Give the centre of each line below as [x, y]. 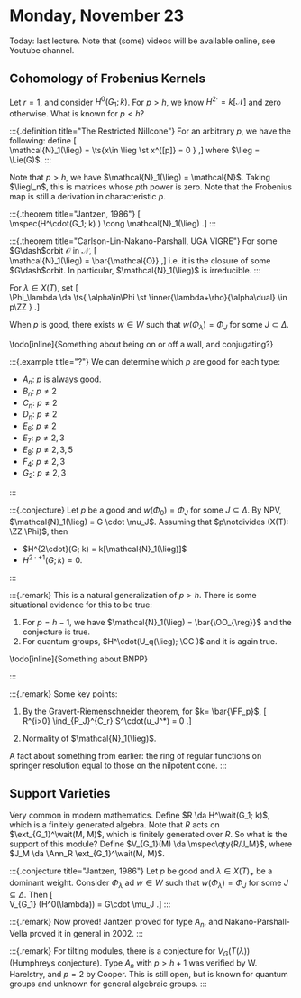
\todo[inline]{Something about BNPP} [79, 659]
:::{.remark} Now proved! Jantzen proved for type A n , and [116, 923]
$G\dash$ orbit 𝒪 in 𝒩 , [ [53, 251]
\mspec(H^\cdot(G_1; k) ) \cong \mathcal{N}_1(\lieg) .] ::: [113, 224]
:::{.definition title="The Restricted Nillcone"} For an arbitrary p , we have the [150, 131]
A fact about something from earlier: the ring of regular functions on [136, 755]
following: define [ [43, 141]
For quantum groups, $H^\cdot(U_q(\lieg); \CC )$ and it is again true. [150, 641]
